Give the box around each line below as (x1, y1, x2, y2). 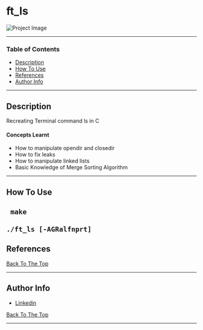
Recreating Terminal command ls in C (6, 117, 100, 125)
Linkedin (14, 299, 37, 306)
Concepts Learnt (6, 131, 50, 138)
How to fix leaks (14, 151, 56, 158)
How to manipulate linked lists (14, 157, 90, 164)
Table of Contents (6, 45, 60, 53)
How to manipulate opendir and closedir (14, 144, 115, 152)
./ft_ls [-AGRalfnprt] (6, 225, 92, 234)
